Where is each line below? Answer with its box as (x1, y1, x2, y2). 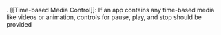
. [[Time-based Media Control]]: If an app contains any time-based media (6, 6, 215, 14)
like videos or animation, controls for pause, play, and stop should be (6, 13, 202, 21)
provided (6, 21, 32, 28)
